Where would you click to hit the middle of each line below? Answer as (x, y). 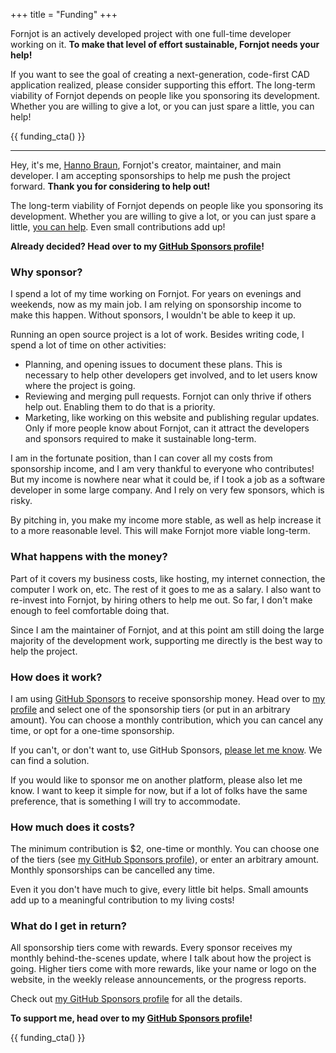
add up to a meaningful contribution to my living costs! (122, 900)
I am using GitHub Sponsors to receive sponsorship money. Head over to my (168, 698)
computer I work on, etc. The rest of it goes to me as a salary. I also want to (166, 589)
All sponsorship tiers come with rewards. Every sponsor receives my (151, 948)
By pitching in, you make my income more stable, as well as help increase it (166, 520)
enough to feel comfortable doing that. (90, 610)
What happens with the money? (89, 557)
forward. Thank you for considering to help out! (110, 186)
